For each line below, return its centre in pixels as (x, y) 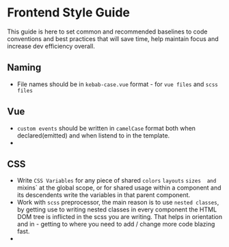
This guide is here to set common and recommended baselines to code (107, 31)
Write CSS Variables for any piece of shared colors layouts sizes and (117, 181)
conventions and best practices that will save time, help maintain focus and (113, 38)
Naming (24, 67)
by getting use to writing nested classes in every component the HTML (117, 209)
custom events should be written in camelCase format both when (106, 128)
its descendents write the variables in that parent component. (104, 195)
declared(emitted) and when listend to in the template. (93, 135)
